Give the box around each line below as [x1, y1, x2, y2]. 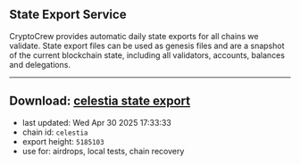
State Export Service [9, 7, 127, 22]
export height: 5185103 [21, 136, 104, 146]
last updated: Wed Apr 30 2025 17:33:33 [21, 117, 171, 128]
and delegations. [9, 59, 71, 70]
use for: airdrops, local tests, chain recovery [21, 145, 185, 156]
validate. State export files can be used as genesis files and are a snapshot [9, 40, 285, 51]
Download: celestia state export [9, 94, 191, 109]
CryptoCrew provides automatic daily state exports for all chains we [9, 30, 259, 41]
